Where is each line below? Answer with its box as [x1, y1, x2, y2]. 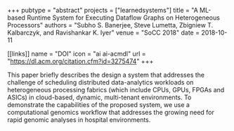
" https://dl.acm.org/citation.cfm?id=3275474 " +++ [7, 57, 154, 65]
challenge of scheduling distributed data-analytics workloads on [7, 78, 194, 87]
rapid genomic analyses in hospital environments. [7, 116, 151, 124]
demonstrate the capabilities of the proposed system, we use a [7, 101, 190, 108]
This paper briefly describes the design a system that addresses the [7, 70, 205, 79]
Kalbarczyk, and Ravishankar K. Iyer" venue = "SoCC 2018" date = [7, 28, 200, 37]
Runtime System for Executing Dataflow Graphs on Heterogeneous [27, 13, 220, 22]
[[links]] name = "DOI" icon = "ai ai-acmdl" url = [7, 49, 146, 58]
